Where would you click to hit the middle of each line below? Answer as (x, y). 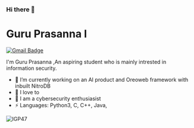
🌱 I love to (27, 92)
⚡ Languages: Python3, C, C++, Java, (61, 105)
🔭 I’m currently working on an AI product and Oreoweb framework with (101, 79)
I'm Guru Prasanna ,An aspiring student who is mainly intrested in (86, 62)
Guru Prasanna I (47, 34)
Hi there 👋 (21, 9)
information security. (32, 68)
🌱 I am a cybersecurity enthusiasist (58, 98)
